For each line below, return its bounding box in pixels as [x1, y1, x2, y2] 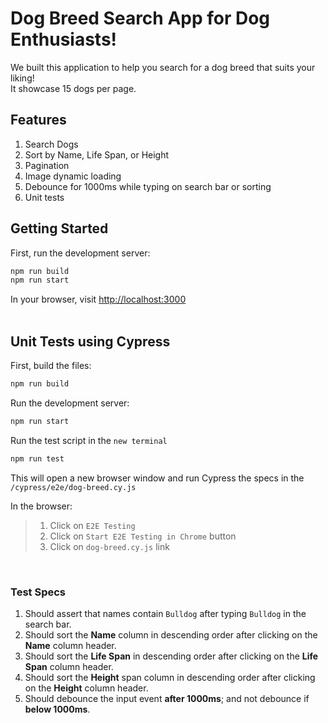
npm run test [10, 453, 65, 464]
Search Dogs [24, 138, 79, 150]
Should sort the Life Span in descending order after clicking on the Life [24, 650, 319, 662]
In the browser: [10, 500, 73, 512]
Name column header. [24, 640, 117, 652]
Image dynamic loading [24, 170, 122, 182]
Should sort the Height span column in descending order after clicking [24, 672, 316, 684]
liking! [10, 72, 35, 84]
